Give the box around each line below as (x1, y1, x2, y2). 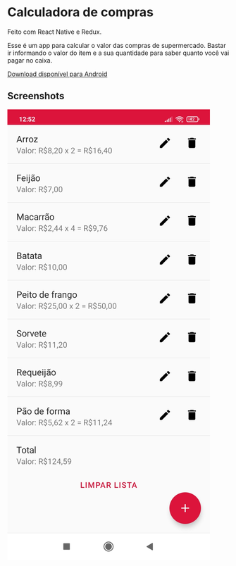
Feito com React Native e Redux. (7, 27, 102, 36)
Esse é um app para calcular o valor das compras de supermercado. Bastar (7, 41, 227, 49)
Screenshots (7, 90, 65, 102)
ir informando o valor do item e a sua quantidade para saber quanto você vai (7, 49, 230, 57)
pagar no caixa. (7, 56, 53, 64)
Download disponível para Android (7, 70, 108, 78)
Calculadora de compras (7, 4, 154, 20)
